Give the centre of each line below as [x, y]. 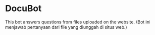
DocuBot [24, 9]
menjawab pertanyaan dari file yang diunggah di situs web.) [66, 27]
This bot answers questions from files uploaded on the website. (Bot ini [78, 22]
